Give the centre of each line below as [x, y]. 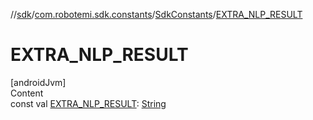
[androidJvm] [38, 82]
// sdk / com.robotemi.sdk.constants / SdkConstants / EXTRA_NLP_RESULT [156, 14]
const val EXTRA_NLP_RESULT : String [88, 103]
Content [27, 93]
